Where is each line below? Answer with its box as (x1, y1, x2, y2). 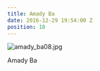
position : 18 (7, 23, 46, 30)
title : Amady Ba (7, 10, 55, 18)
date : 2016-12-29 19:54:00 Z (7, 17, 93, 24)
